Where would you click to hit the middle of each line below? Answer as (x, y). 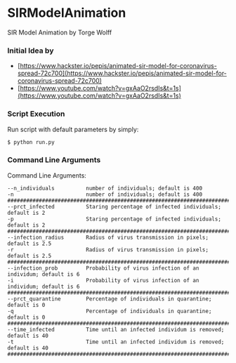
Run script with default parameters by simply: (73, 129)
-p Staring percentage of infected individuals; (114, 219)
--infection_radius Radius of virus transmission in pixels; (108, 237)
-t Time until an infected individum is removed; (116, 342)
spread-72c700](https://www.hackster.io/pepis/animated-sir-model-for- (122, 73)
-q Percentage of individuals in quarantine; (110, 311)
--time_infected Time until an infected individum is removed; (116, 329)
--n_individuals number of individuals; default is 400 (105, 188)
